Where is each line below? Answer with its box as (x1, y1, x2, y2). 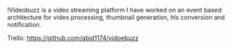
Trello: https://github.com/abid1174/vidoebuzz (7, 34, 139, 42)
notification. (7, 21, 42, 28)
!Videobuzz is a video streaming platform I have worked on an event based (7, 6, 222, 14)
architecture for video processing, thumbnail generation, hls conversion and (7, 13, 225, 21)
